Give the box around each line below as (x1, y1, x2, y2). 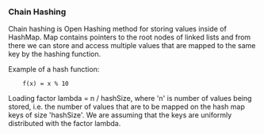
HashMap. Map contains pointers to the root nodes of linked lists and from (8, 32, 251, 42)
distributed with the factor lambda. (8, 119, 121, 128)
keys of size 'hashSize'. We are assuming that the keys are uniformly (8, 110, 232, 120)
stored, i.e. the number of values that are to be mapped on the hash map (8, 102, 246, 112)
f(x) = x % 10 (22, 80, 69, 88)
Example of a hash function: (8, 65, 100, 74)
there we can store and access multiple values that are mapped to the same (8, 41, 256, 50)
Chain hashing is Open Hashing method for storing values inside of (8, 24, 228, 34)
